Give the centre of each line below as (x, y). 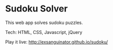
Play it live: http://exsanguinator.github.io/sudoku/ (56, 42)
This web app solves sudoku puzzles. (44, 22)
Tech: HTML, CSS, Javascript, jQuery (44, 32)
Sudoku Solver (36, 9)
